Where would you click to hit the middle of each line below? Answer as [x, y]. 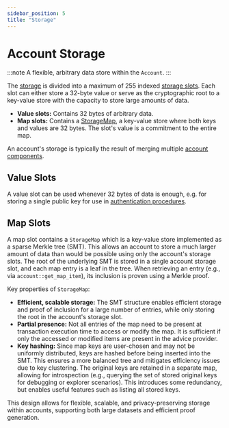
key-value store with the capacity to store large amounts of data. [98, 101]
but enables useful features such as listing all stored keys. [98, 390]
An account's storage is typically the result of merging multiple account [108, 149]
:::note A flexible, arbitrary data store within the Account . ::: [89, 73]
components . [26, 156]
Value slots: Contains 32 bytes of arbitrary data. [85, 114]
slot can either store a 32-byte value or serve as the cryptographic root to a [113, 93]
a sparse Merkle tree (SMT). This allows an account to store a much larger [112, 247]
